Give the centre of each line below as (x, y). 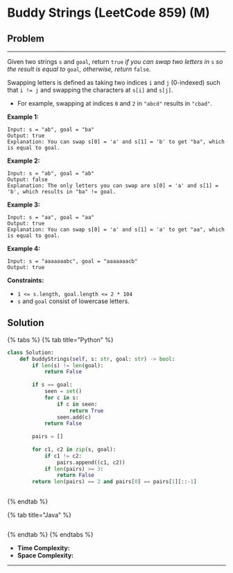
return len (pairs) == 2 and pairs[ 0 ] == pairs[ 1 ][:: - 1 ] (114, 482)
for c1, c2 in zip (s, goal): (74, 449)
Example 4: (24, 249)
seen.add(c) (74, 417)
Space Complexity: (45, 556)
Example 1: (23, 117)
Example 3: (24, 204)
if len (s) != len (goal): (68, 365)
